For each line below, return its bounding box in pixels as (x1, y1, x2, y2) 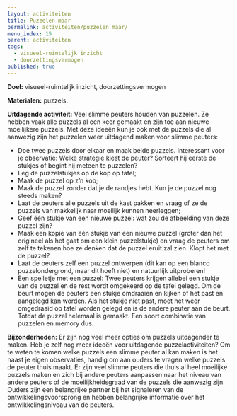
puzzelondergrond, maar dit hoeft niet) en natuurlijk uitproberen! (17, 266, 206, 275)
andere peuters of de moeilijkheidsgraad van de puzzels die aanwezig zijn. (7, 378, 225, 386)
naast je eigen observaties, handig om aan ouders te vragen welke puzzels (7, 355, 226, 364)
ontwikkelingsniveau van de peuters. (7, 400, 115, 409)
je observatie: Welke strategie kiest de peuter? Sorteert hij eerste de (17, 154, 216, 162)
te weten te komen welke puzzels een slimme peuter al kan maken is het (7, 347, 218, 356)
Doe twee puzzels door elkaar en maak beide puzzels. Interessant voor (17, 146, 225, 154)
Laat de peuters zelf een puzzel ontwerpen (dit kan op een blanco (17, 259, 210, 267)
